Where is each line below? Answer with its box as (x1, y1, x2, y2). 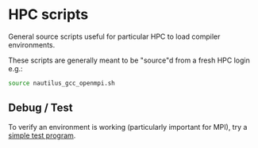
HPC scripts (8, 6, 89, 24)
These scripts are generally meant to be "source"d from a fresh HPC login (8, 55, 250, 65)
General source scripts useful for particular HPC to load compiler (8, 32, 221, 41)
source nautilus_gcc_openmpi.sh (8, 79, 115, 87)
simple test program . (8, 131, 76, 140)
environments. (8, 40, 56, 49)
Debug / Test (8, 101, 73, 115)
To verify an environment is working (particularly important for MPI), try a (8, 122, 248, 131)
